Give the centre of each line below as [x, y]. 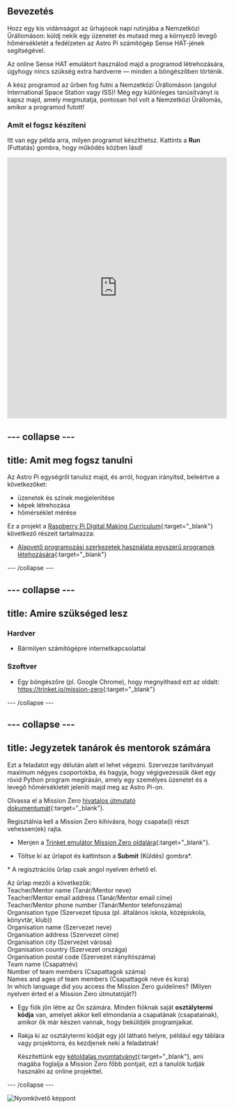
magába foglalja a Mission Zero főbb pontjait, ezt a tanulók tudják [111, 1064]
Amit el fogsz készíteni [47, 125]
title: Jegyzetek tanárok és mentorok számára [109, 748]
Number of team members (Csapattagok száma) [77, 971]
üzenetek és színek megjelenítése [66, 498]
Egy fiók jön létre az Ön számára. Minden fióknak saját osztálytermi [115, 1007]
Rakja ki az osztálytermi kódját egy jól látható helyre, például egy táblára [121, 1035]
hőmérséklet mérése [47, 513]
